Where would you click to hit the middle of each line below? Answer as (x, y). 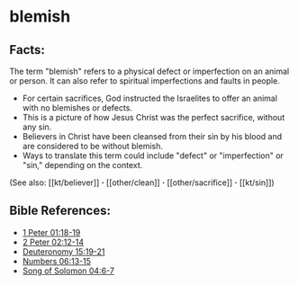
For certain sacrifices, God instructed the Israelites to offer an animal (149, 98)
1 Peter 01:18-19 (51, 232)
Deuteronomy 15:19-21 (63, 251)
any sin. (37, 127)
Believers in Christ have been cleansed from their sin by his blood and (152, 136)
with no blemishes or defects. (77, 108)
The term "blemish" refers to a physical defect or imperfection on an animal (149, 71)
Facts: (27, 50)
